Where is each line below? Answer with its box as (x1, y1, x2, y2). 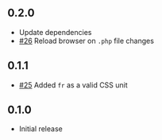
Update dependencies (18, 27, 92, 37)
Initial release (18, 124, 63, 134)
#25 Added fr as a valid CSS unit (18, 80, 128, 90)
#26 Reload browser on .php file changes (18, 36, 154, 45)
